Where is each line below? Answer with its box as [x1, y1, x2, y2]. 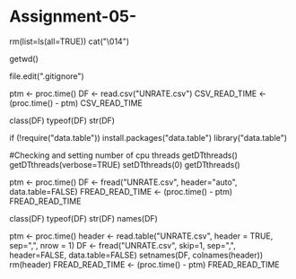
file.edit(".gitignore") [9, 70, 85, 82]
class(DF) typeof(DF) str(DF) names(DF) [9, 213, 159, 223]
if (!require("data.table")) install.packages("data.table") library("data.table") [9, 132, 288, 143]
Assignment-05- [9, 6, 137, 27]
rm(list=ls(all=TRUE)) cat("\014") [9, 36, 130, 47]
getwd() [9, 53, 39, 64]
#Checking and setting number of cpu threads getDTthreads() [9, 150, 238, 161]
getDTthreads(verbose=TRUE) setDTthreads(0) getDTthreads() [9, 159, 240, 170]
